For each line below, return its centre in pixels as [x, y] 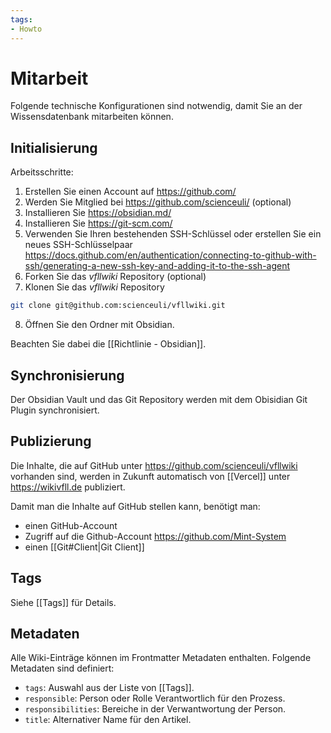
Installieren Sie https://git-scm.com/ [98, 223]
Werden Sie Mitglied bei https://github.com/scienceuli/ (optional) [158, 202]
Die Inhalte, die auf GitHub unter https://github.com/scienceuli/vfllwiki [154, 465]
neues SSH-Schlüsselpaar [78, 245]
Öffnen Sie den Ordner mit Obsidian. [99, 325]
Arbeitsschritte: [42, 172]
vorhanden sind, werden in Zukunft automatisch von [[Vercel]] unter [150, 476]
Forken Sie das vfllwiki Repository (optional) [115, 277]
